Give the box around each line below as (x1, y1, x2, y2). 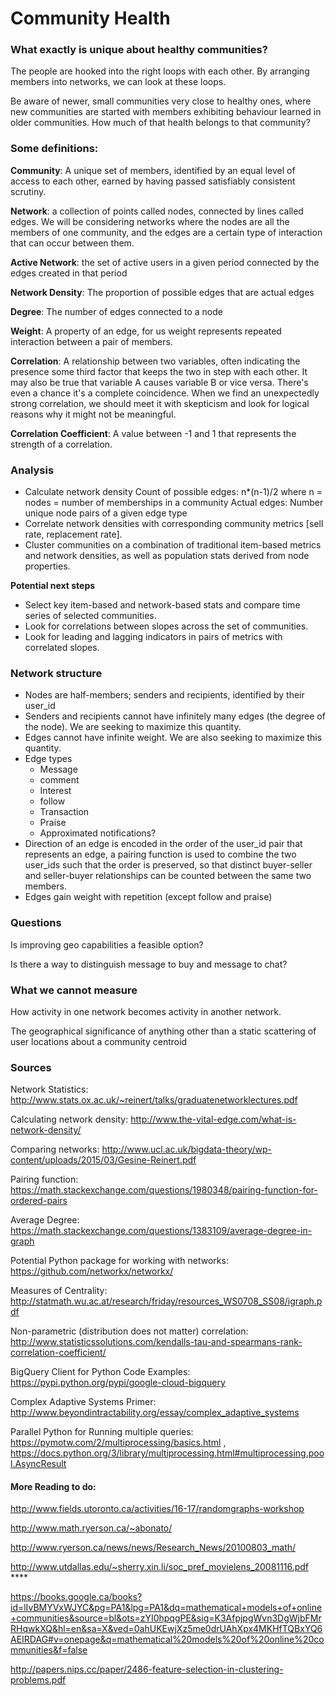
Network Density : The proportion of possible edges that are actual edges (10, 286, 315, 298)
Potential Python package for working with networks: (10, 1255, 229, 1267)
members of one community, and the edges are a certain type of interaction (10, 226, 323, 238)
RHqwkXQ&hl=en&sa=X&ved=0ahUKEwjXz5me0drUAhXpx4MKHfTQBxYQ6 (10, 1623, 323, 1635)
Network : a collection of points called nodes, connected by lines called (10, 205, 304, 217)
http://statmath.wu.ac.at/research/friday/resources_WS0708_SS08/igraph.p (10, 1295, 323, 1307)
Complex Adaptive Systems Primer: (10, 1396, 157, 1408)
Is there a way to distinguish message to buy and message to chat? (10, 958, 288, 970)
